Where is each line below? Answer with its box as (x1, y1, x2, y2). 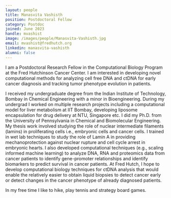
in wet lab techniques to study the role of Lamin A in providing (5, 134, 136, 140)
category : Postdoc (5, 21, 44, 27)
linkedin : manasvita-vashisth (5, 45, 70, 51)
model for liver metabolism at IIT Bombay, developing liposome (5, 107, 138, 113)
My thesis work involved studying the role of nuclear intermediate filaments (5, 123, 164, 129)
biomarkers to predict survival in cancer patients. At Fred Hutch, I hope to (5, 161, 160, 167)
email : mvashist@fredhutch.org (5, 41, 72, 46)
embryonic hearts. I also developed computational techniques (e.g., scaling (5, 144, 164, 151)
